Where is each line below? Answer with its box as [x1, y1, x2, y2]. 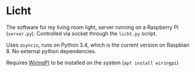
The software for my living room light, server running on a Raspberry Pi [6, 24, 179, 31]
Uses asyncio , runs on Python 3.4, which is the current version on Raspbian [6, 41, 190, 48]
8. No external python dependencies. [6, 47, 97, 54]
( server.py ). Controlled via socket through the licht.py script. [6, 30, 157, 37]
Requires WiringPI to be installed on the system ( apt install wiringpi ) [6, 59, 179, 66]
